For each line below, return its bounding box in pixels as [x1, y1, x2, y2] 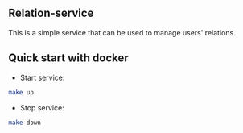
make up [8, 88, 35, 96]
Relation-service [8, 6, 94, 20]
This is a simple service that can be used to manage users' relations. [8, 27, 236, 37]
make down [8, 118, 42, 127]
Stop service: [19, 102, 64, 112]
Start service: [19, 73, 65, 82]
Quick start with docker [8, 52, 129, 65]
